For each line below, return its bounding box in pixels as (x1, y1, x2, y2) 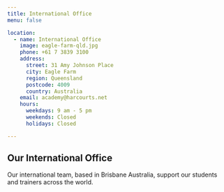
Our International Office (7, 152, 113, 164)
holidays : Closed (25, 120, 77, 127)
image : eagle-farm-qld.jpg (20, 43, 98, 50)
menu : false (7, 17, 42, 24)
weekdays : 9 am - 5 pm (25, 108, 92, 115)
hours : (20, 101, 39, 108)
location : (7, 29, 36, 36)
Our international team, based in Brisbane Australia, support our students (7, 170, 218, 179)
